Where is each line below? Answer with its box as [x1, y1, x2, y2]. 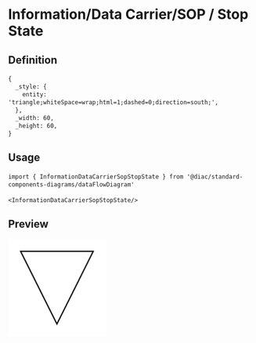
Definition [8, 53, 57, 67]
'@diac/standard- [186, 172, 243, 181]
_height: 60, [15, 122, 58, 130]
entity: [22, 91, 47, 99]
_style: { [15, 83, 47, 91]
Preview [8, 218, 49, 231]
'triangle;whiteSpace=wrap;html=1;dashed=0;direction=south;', [8, 99, 219, 107]
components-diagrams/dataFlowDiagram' [8, 180, 135, 189]
